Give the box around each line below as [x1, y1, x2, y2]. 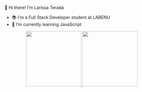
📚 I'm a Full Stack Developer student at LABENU [11, 15, 111, 20]
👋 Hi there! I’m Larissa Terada [4, 5, 64, 10]
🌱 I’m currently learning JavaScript [11, 22, 82, 27]
